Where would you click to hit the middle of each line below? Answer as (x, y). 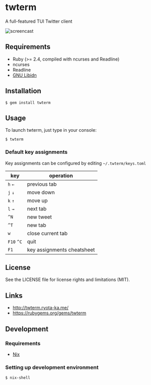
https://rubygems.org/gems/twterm (49, 313)
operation (61, 176)
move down (41, 192)
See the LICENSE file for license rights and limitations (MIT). (68, 280)
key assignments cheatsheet (61, 250)
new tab (37, 225)
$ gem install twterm (28, 102)
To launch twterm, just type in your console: (51, 130)
